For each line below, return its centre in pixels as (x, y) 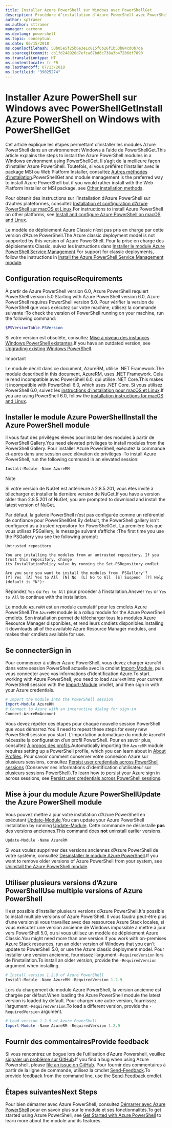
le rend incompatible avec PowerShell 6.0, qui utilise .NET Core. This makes (84, 379)
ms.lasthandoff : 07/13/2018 (35, 67)
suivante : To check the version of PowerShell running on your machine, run (84, 313)
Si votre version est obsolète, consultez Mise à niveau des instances (77, 337)
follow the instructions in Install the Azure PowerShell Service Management (84, 257)
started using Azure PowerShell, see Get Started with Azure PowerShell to (83, 1115)
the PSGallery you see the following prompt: (52, 537)
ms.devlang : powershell (31, 34)
